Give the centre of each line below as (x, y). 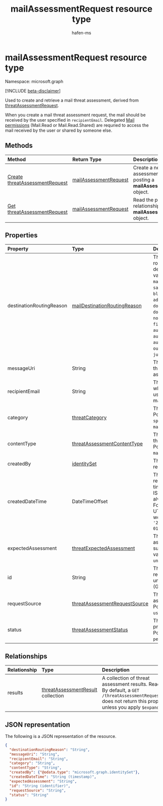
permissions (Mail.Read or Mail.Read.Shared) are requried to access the (77, 125)
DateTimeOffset (90, 502)
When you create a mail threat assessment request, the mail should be (75, 115)
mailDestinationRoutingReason (107, 306)
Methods (19, 146)
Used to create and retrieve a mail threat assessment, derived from (72, 100)
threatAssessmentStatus (100, 630)
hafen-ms (81, 33)
